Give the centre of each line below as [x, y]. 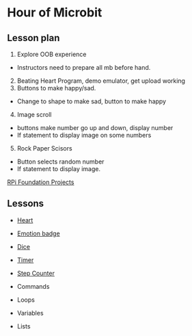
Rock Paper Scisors [45, 148]
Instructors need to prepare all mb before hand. [84, 67]
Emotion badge [38, 233]
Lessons [26, 204]
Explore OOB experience [52, 54]
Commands [33, 286]
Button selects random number [60, 161]
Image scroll [34, 115]
